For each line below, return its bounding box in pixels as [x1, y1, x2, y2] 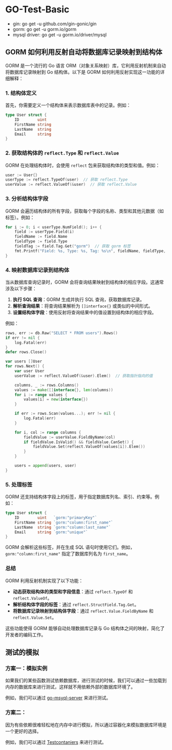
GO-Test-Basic [5, 4, 70, 15]
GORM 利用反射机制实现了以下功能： [5, 578, 83, 584]
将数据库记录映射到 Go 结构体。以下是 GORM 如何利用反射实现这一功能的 [5, 68, 160, 75]
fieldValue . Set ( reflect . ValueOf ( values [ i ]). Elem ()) [32, 444, 145, 449]
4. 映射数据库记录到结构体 [5, 266, 70, 273]
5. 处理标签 [5, 481, 33, 488]
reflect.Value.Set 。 [12, 614, 57, 620]
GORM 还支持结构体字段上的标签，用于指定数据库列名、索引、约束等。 [5, 494, 155, 500]
